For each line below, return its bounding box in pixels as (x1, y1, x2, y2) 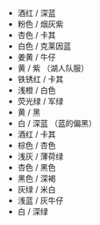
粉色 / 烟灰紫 (17, 19, 64, 29)
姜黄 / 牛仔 (17, 52, 56, 62)
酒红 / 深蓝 (17, 8, 56, 18)
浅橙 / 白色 (17, 85, 56, 95)
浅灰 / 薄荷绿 (17, 151, 64, 161)
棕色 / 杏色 (17, 140, 56, 150)
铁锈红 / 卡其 (17, 74, 64, 84)
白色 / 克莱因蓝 (17, 41, 72, 51)
